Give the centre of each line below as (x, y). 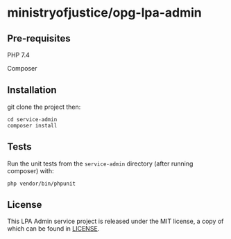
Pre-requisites (39, 38)
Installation (32, 90)
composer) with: (31, 170)
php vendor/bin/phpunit (42, 184)
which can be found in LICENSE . (53, 229)
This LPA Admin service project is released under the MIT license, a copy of (115, 221)
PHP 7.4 (18, 55)
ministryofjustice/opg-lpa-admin (105, 13)
